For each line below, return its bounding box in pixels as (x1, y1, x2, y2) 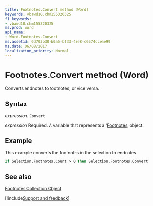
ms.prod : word (5, 26, 34, 30)
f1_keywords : (5, 16, 32, 21)
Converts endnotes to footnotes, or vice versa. (5, 85, 100, 91)
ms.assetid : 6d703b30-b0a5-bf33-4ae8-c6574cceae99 (5, 39, 111, 44)
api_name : (5, 30, 25, 35)
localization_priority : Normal (5, 48, 69, 53)
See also (5, 173, 32, 181)
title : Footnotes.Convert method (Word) (5, 7, 89, 12)
